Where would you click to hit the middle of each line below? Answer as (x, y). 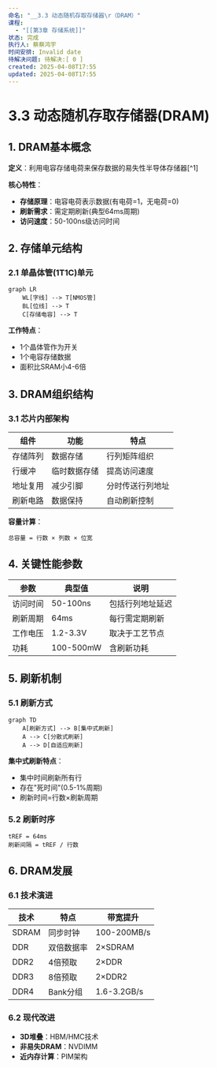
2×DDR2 (112, 977)
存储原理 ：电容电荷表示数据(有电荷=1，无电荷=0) (99, 201)
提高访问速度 (131, 471)
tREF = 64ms (28, 836)
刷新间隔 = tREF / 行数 (43, 845)
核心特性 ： (26, 184)
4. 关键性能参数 (45, 564)
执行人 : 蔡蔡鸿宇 (32, 45)
